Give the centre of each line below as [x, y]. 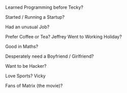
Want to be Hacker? [26, 66]
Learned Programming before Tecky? [44, 7]
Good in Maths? [22, 46]
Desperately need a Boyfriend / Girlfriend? [50, 56]
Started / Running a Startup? [35, 17]
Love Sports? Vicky [25, 76]
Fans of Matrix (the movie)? [34, 86]
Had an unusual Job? [27, 27]
